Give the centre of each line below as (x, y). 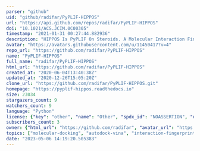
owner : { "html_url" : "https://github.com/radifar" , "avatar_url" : (90, 128)
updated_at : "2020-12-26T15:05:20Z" (51, 78)
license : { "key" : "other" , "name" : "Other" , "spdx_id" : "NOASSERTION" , (97, 117)
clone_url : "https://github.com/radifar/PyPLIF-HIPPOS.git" (82, 84)
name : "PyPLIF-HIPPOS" (34, 56)
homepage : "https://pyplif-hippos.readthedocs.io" (70, 89)
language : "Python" (30, 111)
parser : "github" (28, 12)
